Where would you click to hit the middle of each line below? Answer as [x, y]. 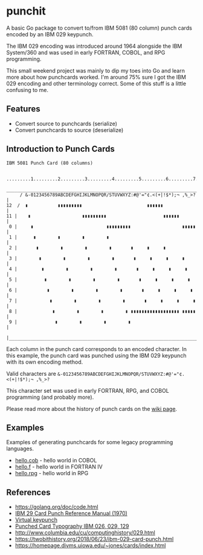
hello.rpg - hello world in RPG [52, 473]
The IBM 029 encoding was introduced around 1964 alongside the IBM [94, 46]
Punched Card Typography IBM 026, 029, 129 [72, 526]
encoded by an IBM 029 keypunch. [50, 34]
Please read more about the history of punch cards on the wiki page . [92, 409]
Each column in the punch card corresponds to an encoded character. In [97, 349]
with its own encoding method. [45, 362]
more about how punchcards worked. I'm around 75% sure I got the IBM [96, 77]
